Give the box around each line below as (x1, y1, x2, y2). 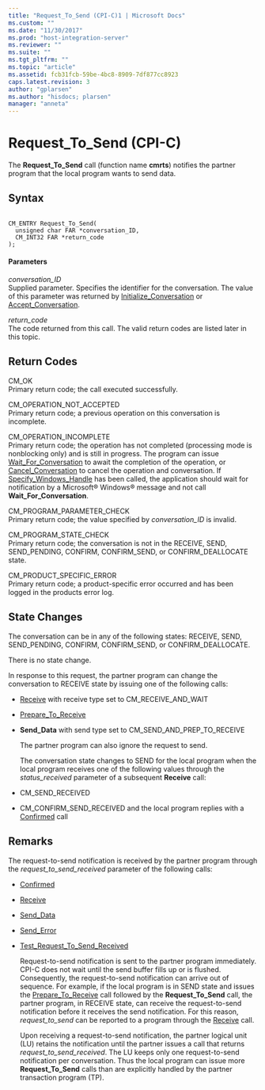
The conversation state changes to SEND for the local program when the (19, 756, 257, 765)
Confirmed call (19, 811, 69, 821)
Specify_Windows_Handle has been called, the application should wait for (8, 474, 249, 483)
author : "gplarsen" (8, 85, 73, 93)
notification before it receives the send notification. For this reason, (19, 1007, 239, 1016)
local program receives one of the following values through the (19, 764, 225, 773)
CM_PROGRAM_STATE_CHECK (8, 530, 109, 539)
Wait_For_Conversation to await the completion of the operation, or (8, 457, 226, 467)
